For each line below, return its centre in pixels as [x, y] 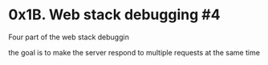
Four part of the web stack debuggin [69, 37]
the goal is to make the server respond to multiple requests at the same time [134, 52]
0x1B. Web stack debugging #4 [114, 15]
